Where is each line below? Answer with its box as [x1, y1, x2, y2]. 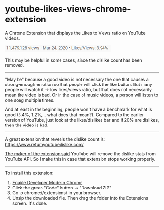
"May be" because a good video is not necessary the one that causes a [5, 76, 149, 82]
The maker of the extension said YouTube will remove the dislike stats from [5, 150, 156, 157]
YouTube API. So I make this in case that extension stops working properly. [5, 156, 156, 162]
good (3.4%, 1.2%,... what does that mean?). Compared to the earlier [5, 111, 144, 118]
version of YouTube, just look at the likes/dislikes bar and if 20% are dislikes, [5, 117, 159, 123]
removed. [5, 62, 24, 68]
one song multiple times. [5, 97, 55, 103]
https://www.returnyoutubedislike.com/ [5, 141, 84, 147]
